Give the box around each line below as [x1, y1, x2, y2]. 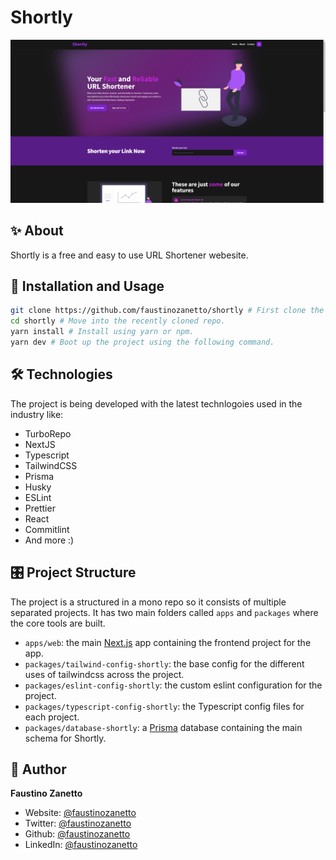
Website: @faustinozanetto [24, 807, 137, 819]
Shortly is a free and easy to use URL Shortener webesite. [10, 249, 249, 261]
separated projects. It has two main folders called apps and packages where [10, 606, 319, 618]
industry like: [10, 408, 64, 420]
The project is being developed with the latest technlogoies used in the [10, 397, 303, 410]
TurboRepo [24, 427, 72, 440]
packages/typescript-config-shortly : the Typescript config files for [24, 700, 305, 712]
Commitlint [24, 523, 70, 535]
